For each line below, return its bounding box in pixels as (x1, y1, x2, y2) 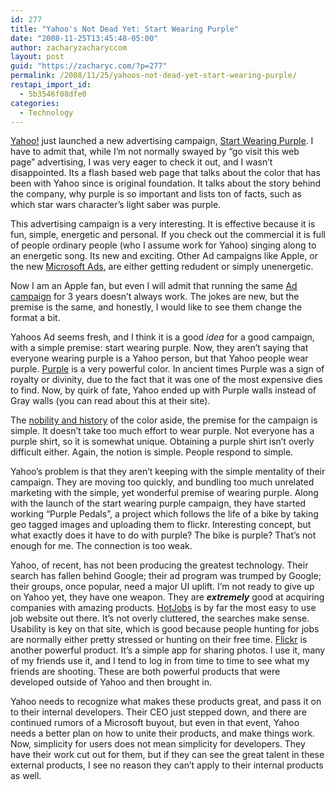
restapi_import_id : (10, 80, 92, 90)
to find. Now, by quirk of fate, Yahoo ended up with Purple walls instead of (10, 384, 317, 396)
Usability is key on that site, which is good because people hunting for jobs (10, 623, 320, 635)
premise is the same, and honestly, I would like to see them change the (10, 301, 303, 313)
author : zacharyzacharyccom (10, 42, 128, 53)
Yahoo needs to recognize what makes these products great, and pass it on (10, 696, 322, 708)
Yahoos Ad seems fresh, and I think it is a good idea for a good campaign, (10, 331, 315, 343)
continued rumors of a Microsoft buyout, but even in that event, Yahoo (10, 717, 300, 729)
